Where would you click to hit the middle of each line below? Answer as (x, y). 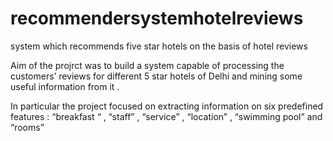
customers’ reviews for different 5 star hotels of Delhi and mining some (156, 76)
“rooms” (27, 127)
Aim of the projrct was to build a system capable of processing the (147, 65)
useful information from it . (65, 86)
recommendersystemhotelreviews (157, 18)
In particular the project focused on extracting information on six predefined (167, 106)
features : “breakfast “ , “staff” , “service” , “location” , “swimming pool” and (166, 116)
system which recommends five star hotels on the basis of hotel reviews (159, 46)
